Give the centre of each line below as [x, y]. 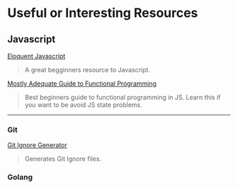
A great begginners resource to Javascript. [87, 70]
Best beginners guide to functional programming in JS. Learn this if [123, 97]
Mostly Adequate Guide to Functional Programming [82, 84]
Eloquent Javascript [36, 56]
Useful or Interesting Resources [103, 13]
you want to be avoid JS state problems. [84, 105]
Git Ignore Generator [37, 145]
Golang [20, 177]
